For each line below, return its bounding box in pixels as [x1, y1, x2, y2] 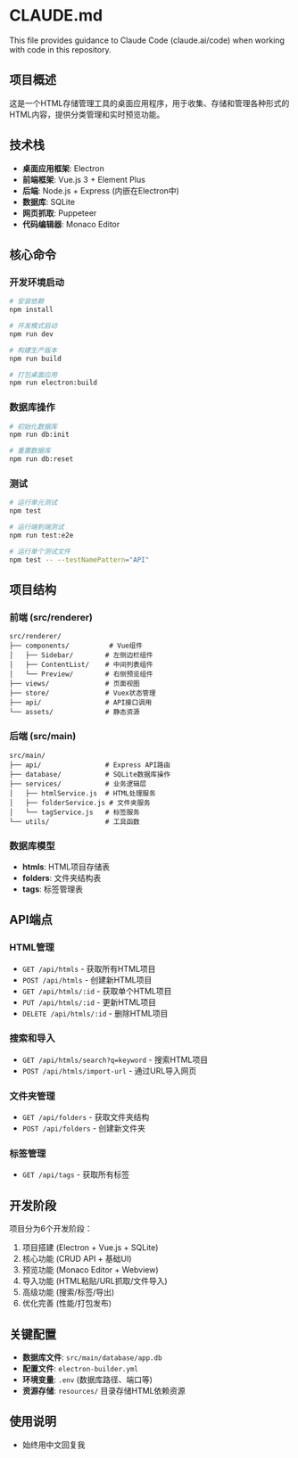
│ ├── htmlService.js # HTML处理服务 [9, 788, 156, 798]
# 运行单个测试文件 [9, 547, 71, 556]
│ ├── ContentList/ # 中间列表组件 [9, 661, 153, 670]
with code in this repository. [9, 44, 112, 54]
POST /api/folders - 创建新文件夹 [21, 1123, 145, 1133]
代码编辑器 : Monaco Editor [21, 218, 120, 229]
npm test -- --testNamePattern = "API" [9, 555, 150, 564]
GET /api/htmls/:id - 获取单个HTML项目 [21, 985, 172, 996]
